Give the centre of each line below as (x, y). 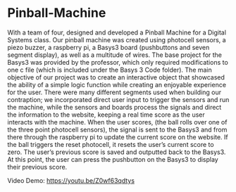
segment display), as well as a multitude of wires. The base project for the (115, 55)
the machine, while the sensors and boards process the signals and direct (114, 107)
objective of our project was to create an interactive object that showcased (116, 77)
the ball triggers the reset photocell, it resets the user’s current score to (111, 144)
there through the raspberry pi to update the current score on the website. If (118, 137)
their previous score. (37, 167)
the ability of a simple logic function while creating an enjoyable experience (117, 84)
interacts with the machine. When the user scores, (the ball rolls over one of (117, 122)
